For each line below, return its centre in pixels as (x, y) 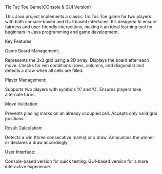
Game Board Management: (32, 51)
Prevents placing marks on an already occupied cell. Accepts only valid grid (81, 113)
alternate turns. (20, 95)
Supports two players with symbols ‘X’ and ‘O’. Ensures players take (73, 89)
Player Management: (26, 80)
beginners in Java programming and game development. (62, 32)
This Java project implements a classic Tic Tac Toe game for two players (78, 16)
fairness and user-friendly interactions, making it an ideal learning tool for (79, 27)
